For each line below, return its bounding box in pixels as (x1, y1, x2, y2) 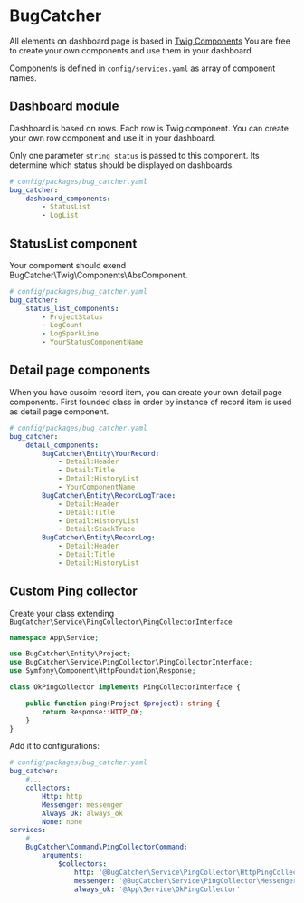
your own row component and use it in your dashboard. (9, 132, 216, 143)
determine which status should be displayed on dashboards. (9, 160, 235, 170)
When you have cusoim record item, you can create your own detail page (9, 386, 283, 397)
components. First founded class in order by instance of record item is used (9, 396, 292, 407)
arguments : (42, 851, 83, 860)
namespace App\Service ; (9, 633, 100, 642)
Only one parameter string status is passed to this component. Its (9, 150, 260, 160)
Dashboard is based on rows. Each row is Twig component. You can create (9, 122, 290, 133)
